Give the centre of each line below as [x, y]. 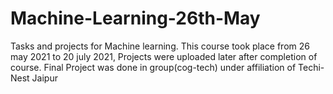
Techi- [311, 67]
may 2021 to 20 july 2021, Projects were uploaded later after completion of [164, 56]
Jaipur [44, 78]
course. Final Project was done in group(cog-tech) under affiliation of [153, 67]
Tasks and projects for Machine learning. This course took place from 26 [160, 46]
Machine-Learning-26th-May [135, 18]
